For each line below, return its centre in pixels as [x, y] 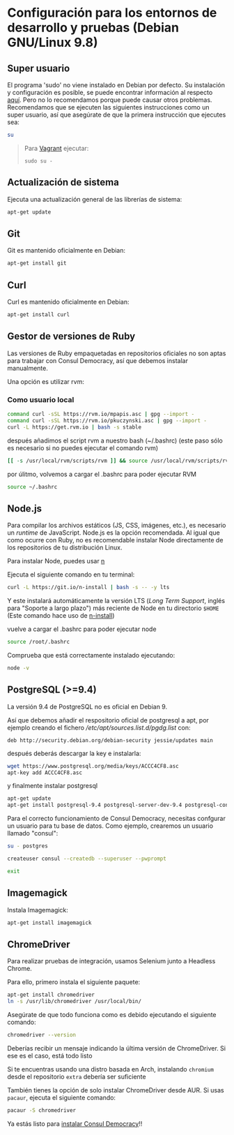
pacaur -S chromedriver [42, 1110]
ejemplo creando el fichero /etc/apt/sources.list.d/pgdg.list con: [99, 727]
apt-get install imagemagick [49, 923]
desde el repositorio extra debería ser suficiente [77, 1076]
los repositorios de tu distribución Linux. [65, 548]
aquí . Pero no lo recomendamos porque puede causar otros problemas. [110, 100]
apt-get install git [37, 263]
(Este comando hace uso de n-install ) [61, 616]
